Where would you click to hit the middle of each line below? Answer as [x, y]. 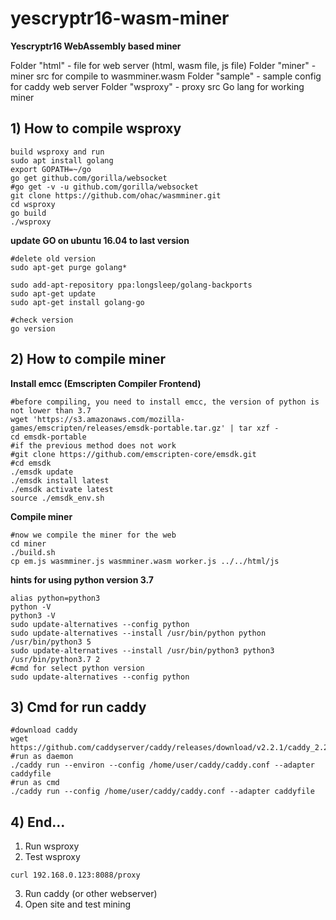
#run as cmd [35, 783]
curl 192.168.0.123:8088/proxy [75, 875]
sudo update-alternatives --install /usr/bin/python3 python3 [142, 650]
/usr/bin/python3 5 [51, 642]
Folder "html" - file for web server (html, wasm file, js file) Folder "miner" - [163, 65]
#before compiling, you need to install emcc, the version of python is [165, 402]
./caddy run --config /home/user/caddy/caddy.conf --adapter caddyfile [162, 792]
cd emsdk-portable [48, 437]
